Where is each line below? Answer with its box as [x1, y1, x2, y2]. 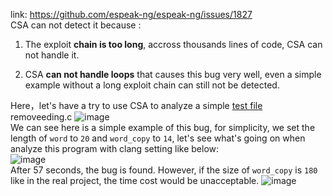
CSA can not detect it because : [10, 19, 142, 31]
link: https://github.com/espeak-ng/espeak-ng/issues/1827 [10, 9, 253, 20]
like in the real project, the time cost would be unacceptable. [10, 175, 260, 186]
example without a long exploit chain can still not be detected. [24, 79, 280, 91]
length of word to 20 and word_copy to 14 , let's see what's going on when [10, 132, 306, 144]
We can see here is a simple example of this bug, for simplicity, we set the [10, 122, 316, 133]
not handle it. [24, 49, 80, 61]
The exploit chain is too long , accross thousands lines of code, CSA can [24, 39, 323, 50]
